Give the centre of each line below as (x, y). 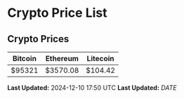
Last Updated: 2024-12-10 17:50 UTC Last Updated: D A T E (92, 88)
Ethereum (62, 59)
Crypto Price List (57, 13)
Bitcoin (25, 59)
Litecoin (100, 59)
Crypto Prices (38, 39)
